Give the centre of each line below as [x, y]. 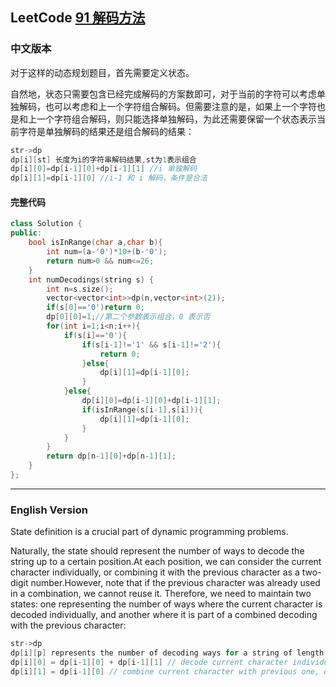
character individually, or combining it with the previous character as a [155, 572]
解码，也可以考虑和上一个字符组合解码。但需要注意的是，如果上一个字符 [167, 106]
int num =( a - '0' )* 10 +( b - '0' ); [107, 252]
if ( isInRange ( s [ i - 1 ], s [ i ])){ [142, 409]
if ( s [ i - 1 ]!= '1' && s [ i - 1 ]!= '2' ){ [151, 344]
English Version [49, 510]
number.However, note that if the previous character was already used [175, 583]
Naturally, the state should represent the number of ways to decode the [157, 551]
